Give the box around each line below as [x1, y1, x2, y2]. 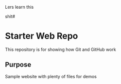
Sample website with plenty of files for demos [5, 73, 97, 79]
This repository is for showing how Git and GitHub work [5, 46, 116, 52]
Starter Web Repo [5, 31, 78, 42]
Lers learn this [5, 4, 34, 10]
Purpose [5, 61, 32, 69]
